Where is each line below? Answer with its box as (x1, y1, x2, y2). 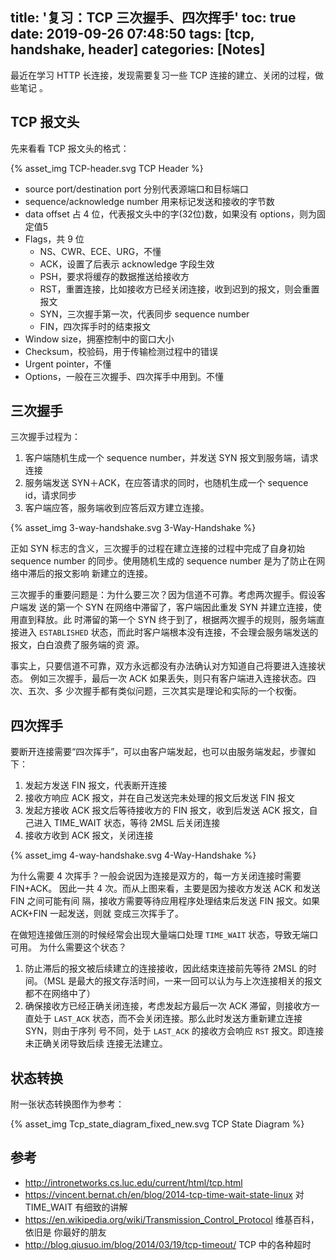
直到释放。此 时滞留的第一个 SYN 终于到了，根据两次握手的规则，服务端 (18, 614, 317, 626)
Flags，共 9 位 (24, 233, 85, 245)
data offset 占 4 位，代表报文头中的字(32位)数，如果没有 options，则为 (24, 208, 317, 220)
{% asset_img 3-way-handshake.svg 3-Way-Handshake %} (10, 522, 257, 534)
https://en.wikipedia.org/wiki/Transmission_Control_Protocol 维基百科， (24, 1213, 320, 1225)
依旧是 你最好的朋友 (24, 1226, 107, 1238)
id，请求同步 (24, 489, 77, 502)
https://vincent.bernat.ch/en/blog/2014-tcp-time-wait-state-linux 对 (24, 1188, 305, 1200)
